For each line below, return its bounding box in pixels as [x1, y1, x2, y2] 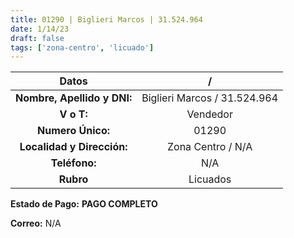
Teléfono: [50, 156, 97, 170]
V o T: [59, 107, 88, 121]
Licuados [188, 172, 232, 186]
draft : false [10, 33, 65, 43]
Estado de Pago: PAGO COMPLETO [10, 198, 158, 210]
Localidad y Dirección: [19, 140, 128, 154]
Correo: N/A [10, 217, 62, 230]
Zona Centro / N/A [167, 140, 253, 154]
